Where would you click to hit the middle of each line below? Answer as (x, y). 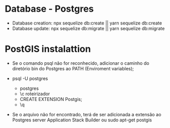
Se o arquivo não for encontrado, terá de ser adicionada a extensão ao (87, 114)
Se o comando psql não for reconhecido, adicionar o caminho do (81, 63)
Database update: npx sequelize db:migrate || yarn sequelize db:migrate (88, 28)
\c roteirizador (35, 94)
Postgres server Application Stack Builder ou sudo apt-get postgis (82, 120)
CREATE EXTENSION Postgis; (51, 99)
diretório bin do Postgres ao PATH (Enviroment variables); (73, 68)
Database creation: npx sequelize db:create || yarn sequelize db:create (87, 23)
